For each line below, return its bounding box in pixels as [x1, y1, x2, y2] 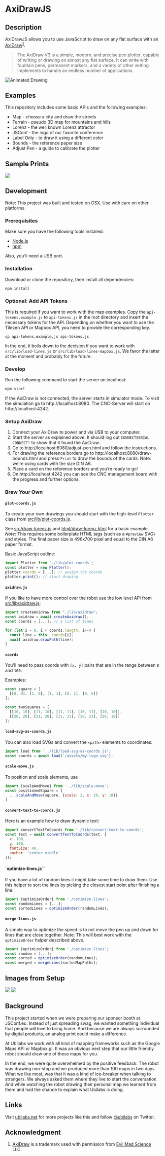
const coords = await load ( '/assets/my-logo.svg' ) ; [5, 753, 113, 758]
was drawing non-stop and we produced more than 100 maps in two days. [5, 1065, 156, 1071]
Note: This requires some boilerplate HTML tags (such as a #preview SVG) [5, 531, 155, 537]
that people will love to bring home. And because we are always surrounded [5, 1025, 160, 1031]
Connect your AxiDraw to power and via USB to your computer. [12, 429, 141, 435]
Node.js [12, 238, 29, 244]
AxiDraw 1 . [5, 41, 26, 48]
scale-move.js [5, 764, 34, 769]
